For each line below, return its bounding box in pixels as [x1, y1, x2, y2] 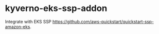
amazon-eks [5, 23, 30, 29]
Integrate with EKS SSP [5, 19, 52, 24]
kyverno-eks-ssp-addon [5, 3, 107, 14]
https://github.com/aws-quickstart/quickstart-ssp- [53, 19, 154, 24]
